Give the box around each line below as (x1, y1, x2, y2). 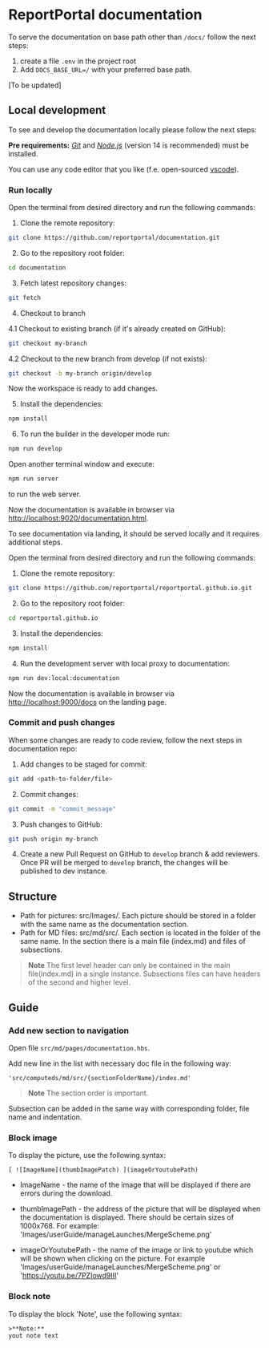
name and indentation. (8, 1112, 82, 1122)
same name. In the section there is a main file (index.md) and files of (19, 937, 246, 946)
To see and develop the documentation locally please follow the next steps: (8, 124, 258, 134)
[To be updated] (8, 80, 62, 90)
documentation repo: (8, 743, 78, 753)
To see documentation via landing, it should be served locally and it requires (8, 529, 260, 539)
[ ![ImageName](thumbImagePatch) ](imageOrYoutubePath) (8, 1166, 199, 1174)
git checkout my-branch (8, 339, 88, 347)
